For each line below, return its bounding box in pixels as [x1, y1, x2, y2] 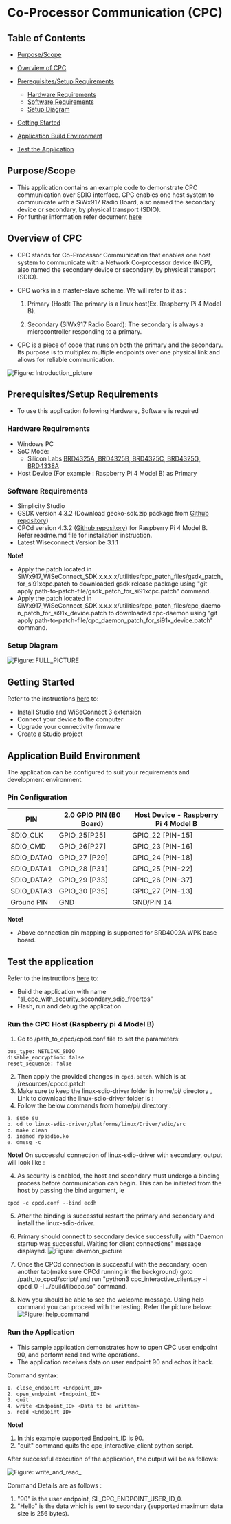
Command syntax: [7, 1371, 59, 1379]
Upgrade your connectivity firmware [16, 723, 120, 731]
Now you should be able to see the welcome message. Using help [16, 1295, 205, 1304]
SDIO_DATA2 [10, 876, 53, 885]
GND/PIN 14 [132, 898, 173, 907]
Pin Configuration [7, 792, 67, 802]
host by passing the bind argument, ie [16, 1186, 125, 1195]
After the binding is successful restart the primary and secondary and [16, 1211, 215, 1220]
